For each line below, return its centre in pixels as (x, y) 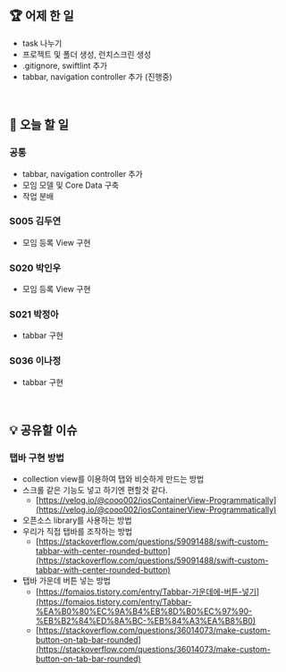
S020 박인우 (35, 268)
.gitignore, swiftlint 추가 (65, 65)
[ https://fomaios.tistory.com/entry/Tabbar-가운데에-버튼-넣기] (147, 592)
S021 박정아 (34, 315)
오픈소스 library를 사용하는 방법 (77, 520)
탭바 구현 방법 (37, 458)
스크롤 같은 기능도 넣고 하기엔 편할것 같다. (95, 491)
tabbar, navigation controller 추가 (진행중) (97, 76)
